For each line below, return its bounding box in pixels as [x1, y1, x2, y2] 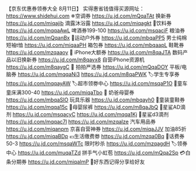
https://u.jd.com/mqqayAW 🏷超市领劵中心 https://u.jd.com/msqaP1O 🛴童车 [6, 80, 188, 86]
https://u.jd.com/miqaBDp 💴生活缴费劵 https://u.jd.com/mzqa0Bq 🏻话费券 [6, 133, 185, 139]
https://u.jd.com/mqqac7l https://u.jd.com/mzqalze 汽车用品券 [6, 118, 156, 125]
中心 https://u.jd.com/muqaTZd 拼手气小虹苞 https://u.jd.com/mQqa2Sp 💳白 [6, 149, 191, 156]
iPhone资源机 [112, 56, 145, 63]
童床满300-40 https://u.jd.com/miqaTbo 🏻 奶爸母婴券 [6, 89, 135, 96]
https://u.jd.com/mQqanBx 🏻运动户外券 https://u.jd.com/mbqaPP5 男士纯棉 [6, 34, 187, 41]
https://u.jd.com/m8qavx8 [37, 56, 101, 63]
